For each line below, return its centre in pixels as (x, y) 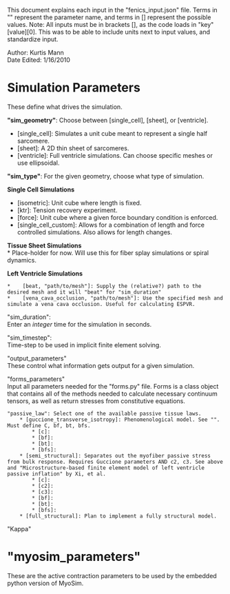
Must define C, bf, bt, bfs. (49, 426)
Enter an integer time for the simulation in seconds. (80, 324)
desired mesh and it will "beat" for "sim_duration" (84, 292)
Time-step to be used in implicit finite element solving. (84, 345)
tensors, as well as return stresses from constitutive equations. (96, 401)
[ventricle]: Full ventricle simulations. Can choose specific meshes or (115, 155)
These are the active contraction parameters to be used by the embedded (112, 575)
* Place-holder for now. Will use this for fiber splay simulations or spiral (108, 253)
